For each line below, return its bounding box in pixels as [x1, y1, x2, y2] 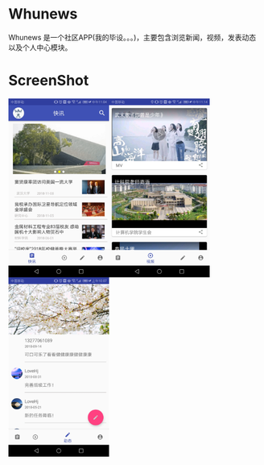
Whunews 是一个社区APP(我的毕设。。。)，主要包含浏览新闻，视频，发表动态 [8, 32, 257, 42]
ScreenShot [8, 72, 89, 89]
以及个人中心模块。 [8, 42, 72, 52]
